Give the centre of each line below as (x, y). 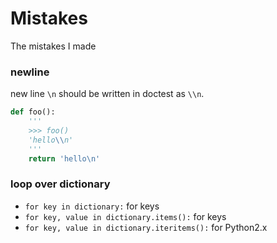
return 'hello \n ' (64, 158)
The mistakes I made (53, 46)
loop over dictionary (60, 184)
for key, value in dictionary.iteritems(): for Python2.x (146, 227)
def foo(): (33, 112)
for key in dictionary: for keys (92, 206)
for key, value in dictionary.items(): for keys (125, 216)
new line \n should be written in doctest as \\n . (107, 94)
